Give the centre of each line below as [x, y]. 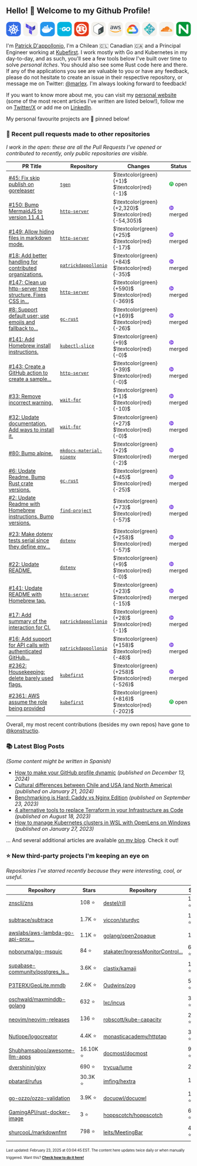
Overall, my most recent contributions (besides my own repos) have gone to [98, 724]
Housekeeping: [27, 671]
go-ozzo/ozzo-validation [39, 1098]
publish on [21, 184]
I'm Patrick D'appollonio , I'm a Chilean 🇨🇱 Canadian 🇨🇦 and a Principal [93, 46]
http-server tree [28, 289]
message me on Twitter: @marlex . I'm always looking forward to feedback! [96, 83]
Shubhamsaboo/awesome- [42, 1050]
